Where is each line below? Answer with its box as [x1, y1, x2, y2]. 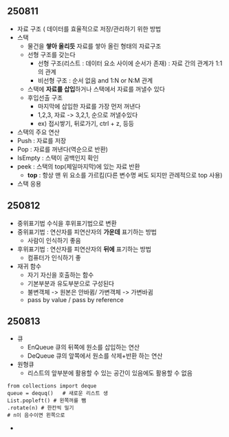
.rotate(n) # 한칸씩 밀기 [7, 405, 74, 412]
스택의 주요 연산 [17, 127, 60, 136]
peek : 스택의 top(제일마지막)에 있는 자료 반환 [17, 162, 140, 171]
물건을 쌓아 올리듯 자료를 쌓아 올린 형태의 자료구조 [27, 41, 162, 50]
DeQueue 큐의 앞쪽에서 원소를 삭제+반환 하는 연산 [27, 352, 163, 360]
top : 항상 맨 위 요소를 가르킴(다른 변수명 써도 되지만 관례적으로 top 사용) [27, 171, 223, 179]
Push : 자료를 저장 [17, 136, 67, 145]
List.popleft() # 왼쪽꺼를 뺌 [7, 397, 87, 405]
